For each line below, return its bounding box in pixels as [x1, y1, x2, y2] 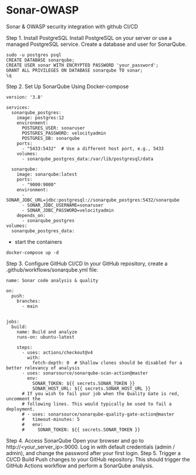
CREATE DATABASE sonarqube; [6, 57, 75, 63]
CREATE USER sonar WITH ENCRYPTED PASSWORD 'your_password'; [6, 62, 159, 68]
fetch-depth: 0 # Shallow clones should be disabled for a [32, 360, 183, 366]
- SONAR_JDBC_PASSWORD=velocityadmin [21, 207, 114, 213]
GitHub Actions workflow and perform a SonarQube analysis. [6, 462, 154, 469]
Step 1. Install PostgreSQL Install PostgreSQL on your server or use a [6, 34, 172, 41]
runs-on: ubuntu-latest [16, 334, 75, 340]
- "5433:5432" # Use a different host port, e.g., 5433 [21, 145, 164, 152]
